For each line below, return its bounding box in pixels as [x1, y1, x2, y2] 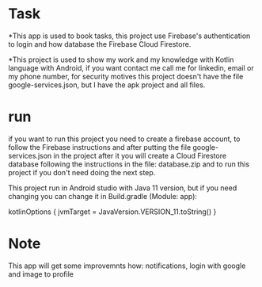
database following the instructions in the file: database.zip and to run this [8, 159, 250, 169]
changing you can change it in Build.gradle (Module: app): [8, 191, 198, 201]
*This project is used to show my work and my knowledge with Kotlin [8, 55, 234, 64]
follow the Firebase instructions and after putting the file [8, 142, 192, 151]
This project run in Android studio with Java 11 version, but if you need [8, 183, 237, 193]
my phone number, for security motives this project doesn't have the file [8, 71, 244, 81]
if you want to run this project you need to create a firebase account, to [8, 134, 241, 143]
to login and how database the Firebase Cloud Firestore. [8, 39, 192, 48]
